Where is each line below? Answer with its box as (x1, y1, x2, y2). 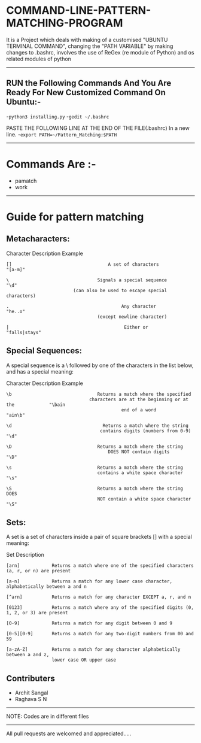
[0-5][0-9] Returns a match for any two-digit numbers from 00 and (6, 631, 194, 637)
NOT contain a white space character (97, 496, 191, 502)
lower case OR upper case (51, 657, 117, 663)
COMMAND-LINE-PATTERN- (6, 4, 151, 17)
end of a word (121, 407, 157, 413)
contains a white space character (97, 469, 184, 476)
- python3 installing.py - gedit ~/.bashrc (6, 113, 109, 120)
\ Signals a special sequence (6, 277, 167, 283)
